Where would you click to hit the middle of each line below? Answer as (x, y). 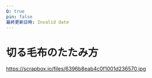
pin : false (19, 17)
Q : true (15, 11)
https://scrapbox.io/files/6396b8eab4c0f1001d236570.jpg (76, 69)
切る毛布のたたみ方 (52, 52)
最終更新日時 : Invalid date (37, 22)
